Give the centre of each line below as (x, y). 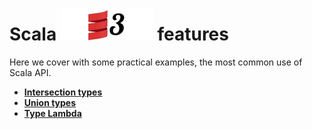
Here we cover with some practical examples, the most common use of (156, 62)
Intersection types (63, 92)
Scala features (119, 34)
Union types (50, 102)
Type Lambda (52, 113)
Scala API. (30, 72)
